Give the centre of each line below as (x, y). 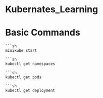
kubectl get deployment (30, 91)
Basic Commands (43, 33)
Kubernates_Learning (52, 9)
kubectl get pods (23, 77)
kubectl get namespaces (30, 64)
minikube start (21, 51)
